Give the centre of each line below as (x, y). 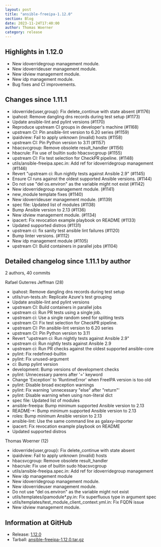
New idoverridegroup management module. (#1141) (63, 189)
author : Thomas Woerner (29, 28)
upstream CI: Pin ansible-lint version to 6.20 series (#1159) (71, 132)
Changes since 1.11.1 (36, 100)
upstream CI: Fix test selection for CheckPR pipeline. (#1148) (73, 158)
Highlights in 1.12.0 (34, 52)
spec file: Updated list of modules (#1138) (54, 205)
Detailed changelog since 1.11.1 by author (68, 261)
